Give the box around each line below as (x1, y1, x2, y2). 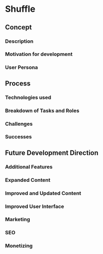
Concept (5, 23, 32, 31)
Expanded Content (5, 176, 50, 183)
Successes (5, 134, 32, 141)
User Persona (5, 64, 38, 71)
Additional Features (5, 163, 53, 170)
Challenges (5, 120, 33, 127)
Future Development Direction (5, 148, 99, 157)
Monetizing (5, 242, 33, 249)
